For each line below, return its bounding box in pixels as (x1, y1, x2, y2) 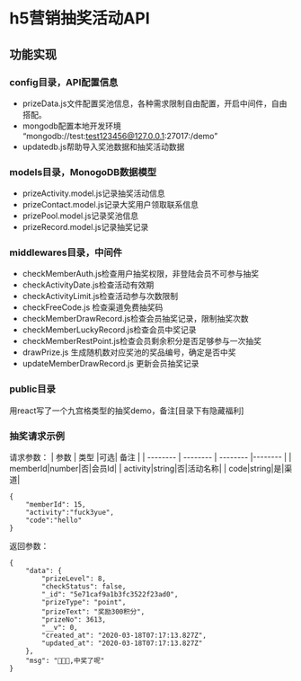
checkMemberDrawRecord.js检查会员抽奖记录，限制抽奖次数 (22, 314, 249, 324)
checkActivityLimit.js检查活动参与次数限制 (22, 291, 178, 302)
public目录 (9, 383, 57, 395)
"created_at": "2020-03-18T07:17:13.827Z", (41, 631, 207, 641)
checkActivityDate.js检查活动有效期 (22, 279, 155, 290)
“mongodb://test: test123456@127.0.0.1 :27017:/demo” (22, 130, 218, 141)
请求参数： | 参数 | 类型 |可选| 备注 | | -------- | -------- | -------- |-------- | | (9, 452, 292, 463)
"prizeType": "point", (41, 598, 127, 607)
